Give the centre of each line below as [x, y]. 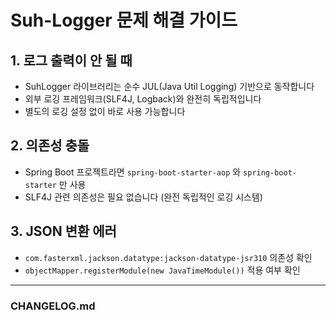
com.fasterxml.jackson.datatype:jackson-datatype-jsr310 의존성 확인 [168, 257]
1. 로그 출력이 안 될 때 [71, 60]
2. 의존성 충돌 [50, 146]
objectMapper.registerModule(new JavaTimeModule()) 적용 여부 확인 [162, 270]
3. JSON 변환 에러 [63, 231]
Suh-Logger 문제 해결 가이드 [124, 20]
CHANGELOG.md [53, 306]
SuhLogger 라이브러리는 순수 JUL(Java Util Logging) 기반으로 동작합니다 [169, 86]
